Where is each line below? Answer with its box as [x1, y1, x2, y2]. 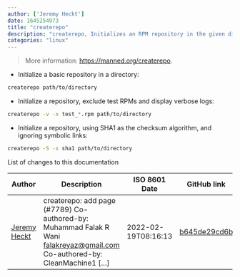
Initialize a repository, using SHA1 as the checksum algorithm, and [17, 123, 212, 132]
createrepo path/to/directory [7, 84, 98, 91]
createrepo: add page [43, 195, 116, 205]
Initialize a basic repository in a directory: [17, 70, 139, 79]
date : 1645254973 [7, 17, 59, 24]
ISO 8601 [133, 174, 166, 184]
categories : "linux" [7, 37, 69, 44]
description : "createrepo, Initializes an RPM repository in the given [7, 30, 225, 38]
